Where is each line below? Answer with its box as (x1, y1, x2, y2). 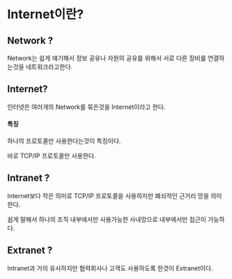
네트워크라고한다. (25, 63, 73, 70)
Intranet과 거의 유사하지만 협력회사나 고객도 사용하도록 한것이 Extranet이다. (7, 264, 214, 272)
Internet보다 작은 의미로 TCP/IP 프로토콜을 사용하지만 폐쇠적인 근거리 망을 (7, 191, 210, 199)
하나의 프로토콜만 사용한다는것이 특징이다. (7, 137, 121, 145)
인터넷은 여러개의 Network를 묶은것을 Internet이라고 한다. (7, 103, 166, 111)
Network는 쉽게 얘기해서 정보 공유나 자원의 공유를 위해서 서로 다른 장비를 (7, 54, 207, 62)
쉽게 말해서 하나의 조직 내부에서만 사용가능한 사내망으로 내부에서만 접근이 (7, 215, 207, 223)
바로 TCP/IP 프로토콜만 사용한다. (7, 151, 96, 160)
